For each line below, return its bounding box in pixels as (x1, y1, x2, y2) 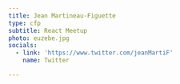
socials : (8, 42, 38, 50)
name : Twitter (22, 57, 70, 65)
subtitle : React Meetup (8, 26, 88, 34)
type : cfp (8, 19, 42, 27)
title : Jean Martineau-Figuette (8, 11, 116, 20)
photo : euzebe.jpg (8, 34, 70, 42)
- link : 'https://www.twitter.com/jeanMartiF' (15, 49, 174, 57)
